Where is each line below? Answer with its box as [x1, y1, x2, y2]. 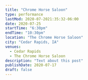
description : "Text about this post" [5, 58, 84, 63]
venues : [5, 44, 21, 49]
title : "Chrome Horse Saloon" [5, 7, 68, 12]
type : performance [5, 12, 43, 17]
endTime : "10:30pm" [5, 30, 46, 35]
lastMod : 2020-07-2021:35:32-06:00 [5, 16, 79, 21]
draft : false [5, 68, 32, 73]
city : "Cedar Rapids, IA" [5, 40, 59, 45]
